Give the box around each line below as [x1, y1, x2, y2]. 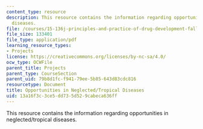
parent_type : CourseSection [6, 71, 77, 77]
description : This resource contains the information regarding [6, 14, 172, 20]
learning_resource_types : [6, 43, 71, 49]
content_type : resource [6, 8, 66, 15]
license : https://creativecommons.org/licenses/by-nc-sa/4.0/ [6, 54, 166, 60]
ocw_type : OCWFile [6, 59, 53, 65]
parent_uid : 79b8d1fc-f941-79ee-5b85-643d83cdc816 [6, 76, 137, 82]
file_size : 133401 [6, 31, 53, 37]
